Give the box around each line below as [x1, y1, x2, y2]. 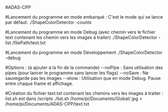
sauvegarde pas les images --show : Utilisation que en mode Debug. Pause [5, 75, 161, 81]
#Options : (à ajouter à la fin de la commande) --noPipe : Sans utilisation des [5, 65, 163, 70]
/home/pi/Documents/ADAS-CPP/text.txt [5, 101, 89, 107]
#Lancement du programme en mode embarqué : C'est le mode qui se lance [5, 14, 163, 20]
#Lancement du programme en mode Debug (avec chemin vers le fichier [5, 29, 156, 35]
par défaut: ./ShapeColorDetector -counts [5, 20, 92, 25]
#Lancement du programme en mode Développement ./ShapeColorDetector [5, 50, 162, 55]
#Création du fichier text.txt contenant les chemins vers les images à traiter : [5, 90, 163, 96]
